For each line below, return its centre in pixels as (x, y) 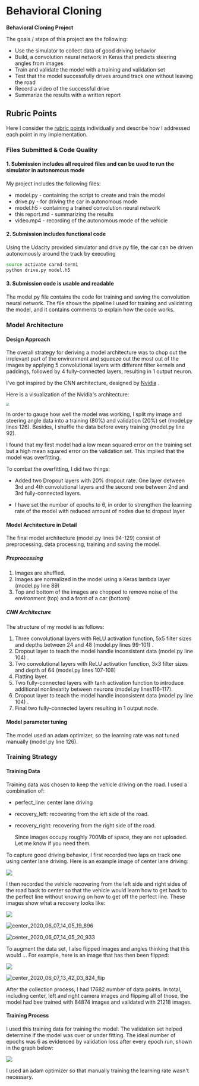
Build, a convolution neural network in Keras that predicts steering (95, 57)
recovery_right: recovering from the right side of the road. (85, 825)
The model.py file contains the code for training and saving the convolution (98, 297)
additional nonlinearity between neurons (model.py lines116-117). (94, 689)
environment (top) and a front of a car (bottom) (72, 598)
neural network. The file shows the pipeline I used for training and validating (99, 303)
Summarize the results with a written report (68, 95)
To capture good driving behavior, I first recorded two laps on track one (94, 855)
